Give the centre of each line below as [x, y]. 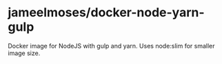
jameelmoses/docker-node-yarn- [107, 13]
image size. [24, 53]
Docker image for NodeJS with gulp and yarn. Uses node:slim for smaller [112, 46]
